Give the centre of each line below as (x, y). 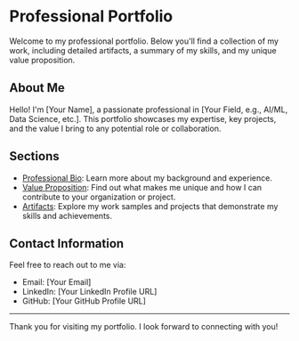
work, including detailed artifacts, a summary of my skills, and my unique (143, 50)
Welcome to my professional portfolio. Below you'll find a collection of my (144, 41)
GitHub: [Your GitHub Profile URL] (84, 301)
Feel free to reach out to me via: (68, 265)
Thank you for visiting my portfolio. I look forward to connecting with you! (144, 327)
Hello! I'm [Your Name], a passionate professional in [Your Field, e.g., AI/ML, (149, 110)
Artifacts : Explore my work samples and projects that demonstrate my (150, 206)
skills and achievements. (67, 215)
